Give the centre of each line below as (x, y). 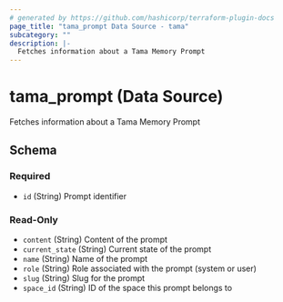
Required (30, 176)
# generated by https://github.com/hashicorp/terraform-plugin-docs (142, 18)
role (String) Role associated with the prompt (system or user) (140, 268)
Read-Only (34, 219)
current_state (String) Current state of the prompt (117, 249)
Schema (33, 151)
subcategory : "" (40, 35)
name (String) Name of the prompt (85, 259)
